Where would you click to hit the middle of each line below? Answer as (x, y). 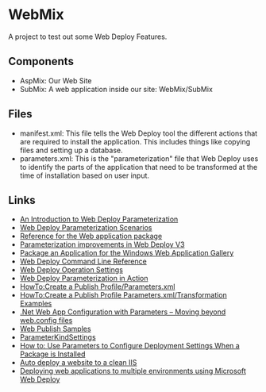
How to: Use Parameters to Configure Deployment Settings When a (129, 346)
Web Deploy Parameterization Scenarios (86, 228)
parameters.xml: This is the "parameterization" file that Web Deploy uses (139, 158)
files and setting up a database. (71, 150)
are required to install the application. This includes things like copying (135, 141)
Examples (36, 304)
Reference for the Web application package (91, 236)
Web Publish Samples (55, 329)
